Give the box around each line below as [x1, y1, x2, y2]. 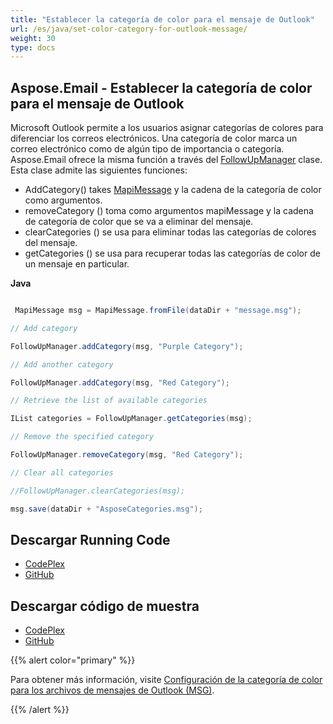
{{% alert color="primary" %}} [10, 654, 136, 666]
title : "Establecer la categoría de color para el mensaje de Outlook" [10, 14, 315, 25]
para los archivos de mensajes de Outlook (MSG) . [10, 684, 215, 696]
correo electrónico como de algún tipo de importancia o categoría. [10, 143, 285, 155]
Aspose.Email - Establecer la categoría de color [10, 79, 313, 96]
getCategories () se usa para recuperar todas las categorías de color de [24, 247, 321, 260]
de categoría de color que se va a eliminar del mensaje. [24, 216, 254, 228]
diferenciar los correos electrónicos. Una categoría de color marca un [10, 132, 298, 145]
